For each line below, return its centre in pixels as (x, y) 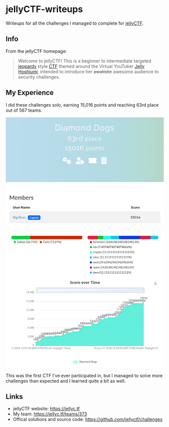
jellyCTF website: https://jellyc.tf (46, 409)
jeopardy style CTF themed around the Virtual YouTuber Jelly (81, 66)
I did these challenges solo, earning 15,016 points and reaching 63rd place (82, 105)
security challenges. (39, 77)
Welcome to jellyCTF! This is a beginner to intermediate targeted (84, 61)
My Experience (30, 93)
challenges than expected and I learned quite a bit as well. (66, 381)
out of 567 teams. (24, 110)
